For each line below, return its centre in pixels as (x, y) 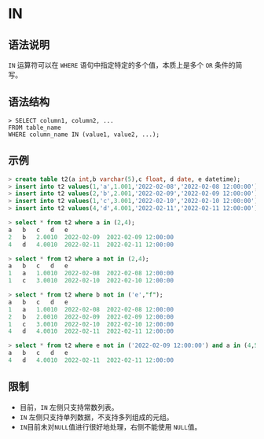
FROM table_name (35, 127)
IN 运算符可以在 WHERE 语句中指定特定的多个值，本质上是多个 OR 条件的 (122, 65)
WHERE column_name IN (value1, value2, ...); (84, 135)
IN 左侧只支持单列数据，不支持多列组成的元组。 (97, 417)
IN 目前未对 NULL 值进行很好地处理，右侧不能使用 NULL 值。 (110, 426)
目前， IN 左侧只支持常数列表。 (69, 407)
